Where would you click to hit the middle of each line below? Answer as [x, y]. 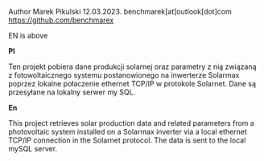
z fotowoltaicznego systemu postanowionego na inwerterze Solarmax [124, 75]
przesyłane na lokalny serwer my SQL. [72, 92]
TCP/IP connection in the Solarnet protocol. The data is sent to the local [127, 140]
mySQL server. [33, 149]
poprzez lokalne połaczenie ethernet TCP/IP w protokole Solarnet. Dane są [132, 84]
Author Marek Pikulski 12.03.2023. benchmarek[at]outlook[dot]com [120, 12]
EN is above [28, 36]
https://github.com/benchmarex [61, 20]
